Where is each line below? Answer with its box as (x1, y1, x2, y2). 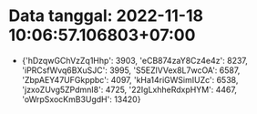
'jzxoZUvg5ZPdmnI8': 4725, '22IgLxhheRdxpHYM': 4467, (21, 84, 238, 95)
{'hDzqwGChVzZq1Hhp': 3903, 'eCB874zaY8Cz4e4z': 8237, (21, 55, 248, 66)
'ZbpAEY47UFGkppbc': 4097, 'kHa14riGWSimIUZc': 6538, (21, 74, 239, 85)
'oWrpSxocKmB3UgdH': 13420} (21, 93, 141, 105)
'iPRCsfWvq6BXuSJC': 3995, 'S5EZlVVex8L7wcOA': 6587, (21, 65, 241, 76)
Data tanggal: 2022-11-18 (8, 5, 204, 26)
